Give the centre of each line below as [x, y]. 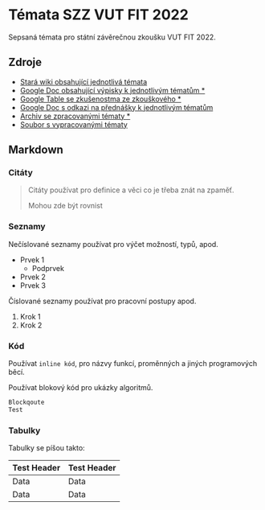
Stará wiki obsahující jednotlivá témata [84, 81]
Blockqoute [26, 403]
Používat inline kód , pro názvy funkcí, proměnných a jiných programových [133, 364]
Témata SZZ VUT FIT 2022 [98, 15]
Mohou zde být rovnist [65, 206]
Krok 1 [30, 316]
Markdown [36, 150]
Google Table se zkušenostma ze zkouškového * [101, 99]
